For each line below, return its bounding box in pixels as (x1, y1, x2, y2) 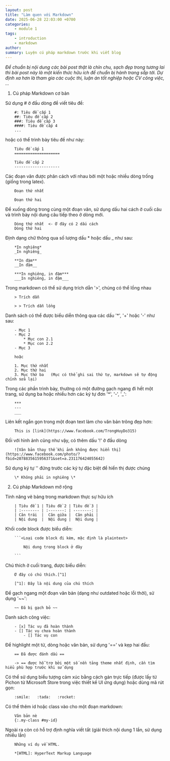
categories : (5, 21, 30, 27)
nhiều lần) (5, 732, 26, 738)
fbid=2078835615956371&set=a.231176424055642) (5, 456, 105, 461)
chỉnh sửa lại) (5, 376, 37, 382)
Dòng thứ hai (14, 226, 42, 231)
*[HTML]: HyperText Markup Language (14, 751, 92, 756)
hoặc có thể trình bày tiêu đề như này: (5, 136, 84, 142)
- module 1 (14, 26, 37, 32)
